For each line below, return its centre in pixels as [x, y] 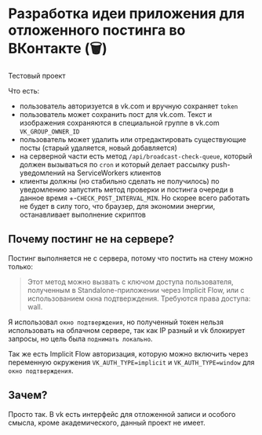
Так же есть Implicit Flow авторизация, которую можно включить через [128, 353]
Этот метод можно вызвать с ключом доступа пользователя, [130, 281]
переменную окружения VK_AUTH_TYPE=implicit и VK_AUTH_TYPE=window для [131, 362]
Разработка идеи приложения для [127, 14]
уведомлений [42, 173]
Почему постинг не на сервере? [91, 239]
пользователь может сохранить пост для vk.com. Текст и [116, 114]
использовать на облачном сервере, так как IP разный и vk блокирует [127, 330]
